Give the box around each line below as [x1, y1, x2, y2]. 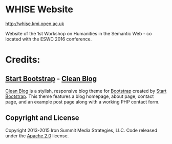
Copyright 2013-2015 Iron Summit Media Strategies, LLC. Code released [5, 127, 158, 133]
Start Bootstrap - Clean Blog [5, 74, 97, 83]
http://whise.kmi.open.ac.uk [5, 20, 64, 27]
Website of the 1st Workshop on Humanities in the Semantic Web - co [5, 30, 152, 36]
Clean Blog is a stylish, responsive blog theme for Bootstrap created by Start [5, 88, 167, 94]
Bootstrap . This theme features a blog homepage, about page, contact [5, 93, 154, 99]
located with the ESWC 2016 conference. [5, 36, 92, 42]
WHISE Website [5, 4, 73, 15]
